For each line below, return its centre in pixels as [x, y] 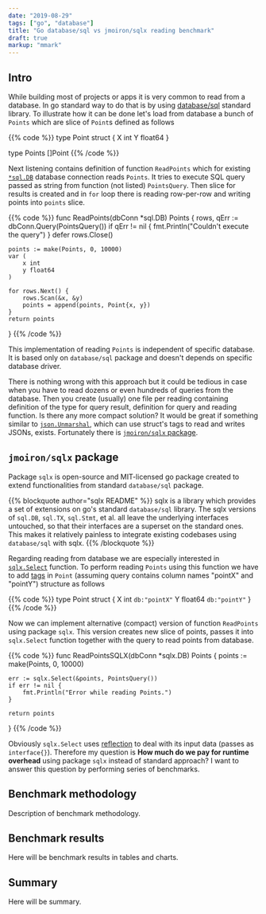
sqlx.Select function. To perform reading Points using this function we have [133, 567]
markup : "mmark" [35, 45]
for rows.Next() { [39, 291]
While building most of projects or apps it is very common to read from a [127, 96]
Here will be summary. [45, 902]
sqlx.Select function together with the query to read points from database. [131, 640]
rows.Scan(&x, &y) [53, 298]
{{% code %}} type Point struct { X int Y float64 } [89, 137]
